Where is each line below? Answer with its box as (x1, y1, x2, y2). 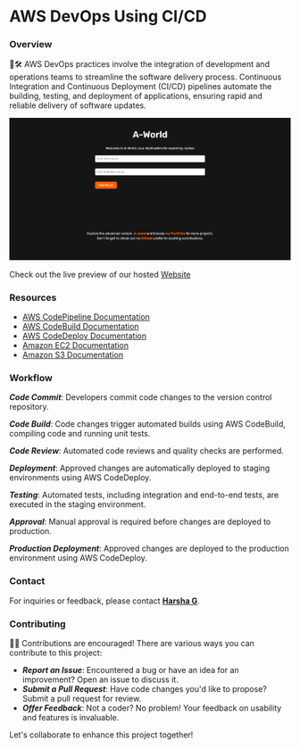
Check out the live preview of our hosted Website (9, 269, 191, 279)
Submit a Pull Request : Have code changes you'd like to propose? (21, 683, 268, 694)
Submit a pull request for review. (21, 693, 142, 703)
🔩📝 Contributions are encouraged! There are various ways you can (9, 637, 254, 648)
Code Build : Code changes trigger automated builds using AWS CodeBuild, (9, 419, 286, 429)
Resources (9, 291, 57, 304)
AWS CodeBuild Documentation (21, 320, 140, 331)
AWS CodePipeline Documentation (21, 311, 150, 322)
